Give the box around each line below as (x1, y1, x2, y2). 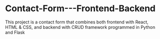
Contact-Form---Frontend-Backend (5, 3, 156, 14)
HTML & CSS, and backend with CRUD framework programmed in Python (5, 24, 156, 30)
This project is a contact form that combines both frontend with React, (5, 19, 149, 25)
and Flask (5, 29, 25, 35)
